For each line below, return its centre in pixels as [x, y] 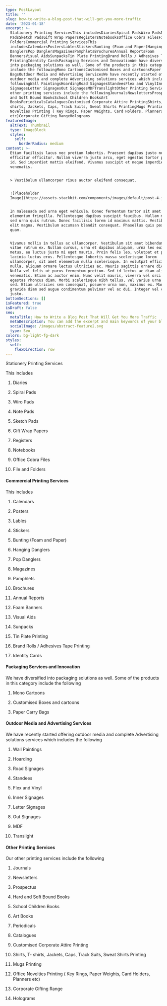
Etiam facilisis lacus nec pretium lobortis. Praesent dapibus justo [83, 153]
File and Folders [29, 469]
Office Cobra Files [31, 460]
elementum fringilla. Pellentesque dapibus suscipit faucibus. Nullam [84, 216]
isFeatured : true [24, 303]
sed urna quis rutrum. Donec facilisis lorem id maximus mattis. [79, 221]
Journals [22, 868]
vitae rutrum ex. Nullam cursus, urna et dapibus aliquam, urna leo [82, 248]
